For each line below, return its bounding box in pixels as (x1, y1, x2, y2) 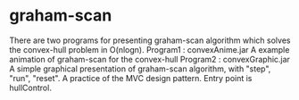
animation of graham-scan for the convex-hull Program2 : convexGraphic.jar (9, 54, 290, 64)
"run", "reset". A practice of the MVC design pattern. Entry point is (9, 72, 253, 83)
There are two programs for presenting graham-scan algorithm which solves (9, 35, 291, 46)
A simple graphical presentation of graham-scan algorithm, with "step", (9, 63, 271, 74)
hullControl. (9, 82, 52, 93)
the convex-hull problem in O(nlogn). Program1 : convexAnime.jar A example (9, 44, 290, 54)
